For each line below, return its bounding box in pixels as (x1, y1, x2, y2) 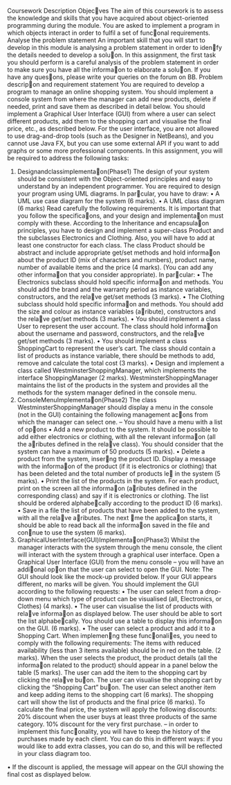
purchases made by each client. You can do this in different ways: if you (17, 735, 223, 743)
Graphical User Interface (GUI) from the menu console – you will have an (17, 558, 225, 566)
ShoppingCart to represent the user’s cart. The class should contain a (17, 344, 216, 352)
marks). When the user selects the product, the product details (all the (17, 654, 218, 662)
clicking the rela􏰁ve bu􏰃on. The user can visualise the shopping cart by (17, 676, 222, 684)
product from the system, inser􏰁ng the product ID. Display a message (17, 455, 216, 463)
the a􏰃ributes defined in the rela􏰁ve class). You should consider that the (17, 440, 223, 448)
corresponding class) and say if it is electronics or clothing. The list (17, 492, 209, 499)
